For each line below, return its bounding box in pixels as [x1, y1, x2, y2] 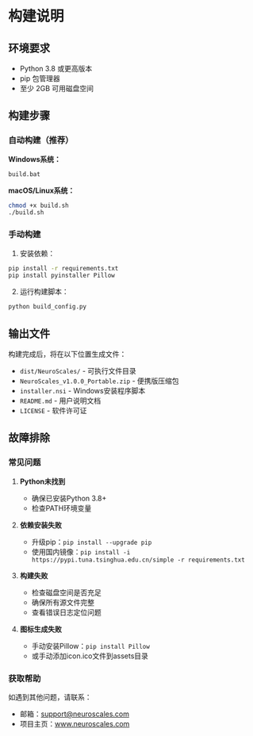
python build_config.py [8, 303, 87, 311]
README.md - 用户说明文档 [19, 396, 102, 405]
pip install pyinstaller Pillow [8, 271, 115, 280]
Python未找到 [19, 477, 66, 486]
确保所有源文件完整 [31, 597, 95, 607]
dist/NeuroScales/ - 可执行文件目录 [19, 366, 136, 376]
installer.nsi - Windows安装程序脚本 [19, 386, 146, 396]
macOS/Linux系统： [8, 186, 75, 195]
